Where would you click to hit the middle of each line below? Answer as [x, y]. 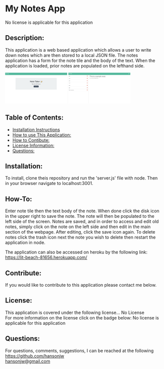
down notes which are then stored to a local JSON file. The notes [72, 55]
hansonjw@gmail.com [28, 361]
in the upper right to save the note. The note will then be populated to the [80, 216]
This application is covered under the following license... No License [75, 312]
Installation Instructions [36, 129]
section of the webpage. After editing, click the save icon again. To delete [80, 232]
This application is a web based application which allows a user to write [78, 50]
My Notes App [35, 9]
